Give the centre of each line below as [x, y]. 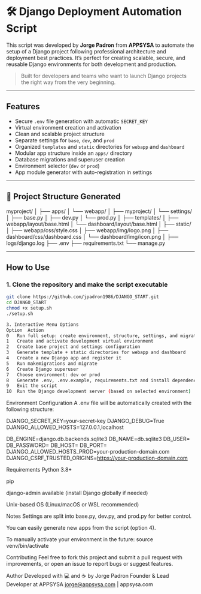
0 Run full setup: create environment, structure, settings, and [92, 336]
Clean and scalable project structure [60, 134]
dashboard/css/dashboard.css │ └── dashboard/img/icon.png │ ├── [92, 236]
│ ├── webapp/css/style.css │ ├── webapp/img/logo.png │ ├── [87, 230]
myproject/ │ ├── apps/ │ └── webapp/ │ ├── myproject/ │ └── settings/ [99, 211]
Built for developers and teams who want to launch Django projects [104, 76]
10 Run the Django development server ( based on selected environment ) [99, 391]
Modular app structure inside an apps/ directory [74, 153]
